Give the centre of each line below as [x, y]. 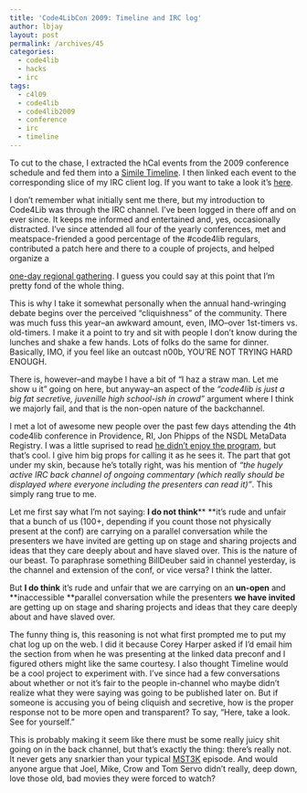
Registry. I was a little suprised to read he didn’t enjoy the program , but [143, 445]
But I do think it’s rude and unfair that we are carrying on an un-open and [148, 587]
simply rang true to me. [53, 493]
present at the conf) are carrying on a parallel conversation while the [138, 531]
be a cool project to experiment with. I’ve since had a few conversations [145, 673]
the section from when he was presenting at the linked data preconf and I [148, 653]
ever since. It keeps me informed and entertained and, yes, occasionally [145, 219]
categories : [32, 52]
